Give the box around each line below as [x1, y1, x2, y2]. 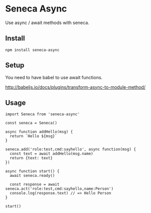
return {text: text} [10, 156, 53, 161]
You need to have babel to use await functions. [5, 74, 103, 80]
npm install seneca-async [5, 47, 59, 53]
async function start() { [5, 169, 59, 174]
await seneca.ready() [10, 173, 55, 178]
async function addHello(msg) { [5, 129, 73, 134]
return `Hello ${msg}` [10, 134, 57, 139]
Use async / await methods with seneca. [5, 20, 90, 26]
